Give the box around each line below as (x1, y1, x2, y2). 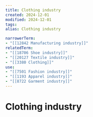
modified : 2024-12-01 (5, 17, 52, 22)
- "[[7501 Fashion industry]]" (5, 69, 72, 74)
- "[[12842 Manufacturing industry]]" (5, 41, 88, 46)
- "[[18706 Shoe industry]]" (5, 50, 68, 55)
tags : (5, 22, 17, 27)
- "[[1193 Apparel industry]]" (5, 74, 72, 80)
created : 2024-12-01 (5, 12, 50, 17)
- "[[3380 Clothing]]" (5, 60, 54, 65)
